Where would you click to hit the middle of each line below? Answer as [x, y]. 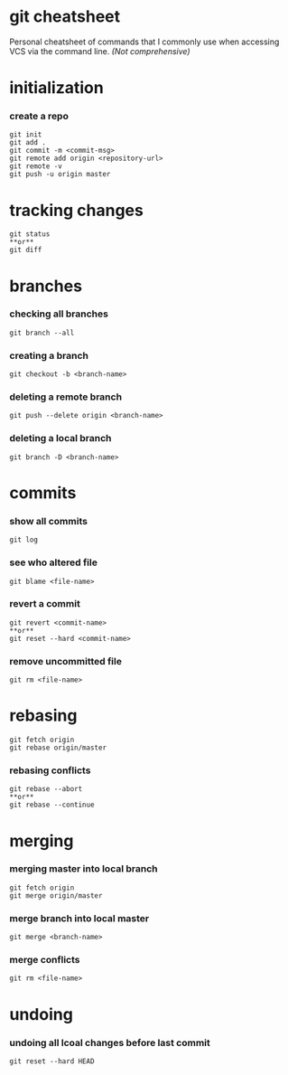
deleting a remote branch [66, 397]
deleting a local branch [60, 438]
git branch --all [42, 333]
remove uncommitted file [65, 661]
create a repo [39, 117]
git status [30, 234]
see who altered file [53, 562]
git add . [28, 143]
